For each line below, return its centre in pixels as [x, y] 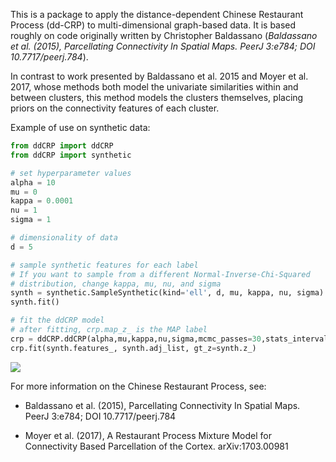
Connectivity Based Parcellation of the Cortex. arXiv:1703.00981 [156, 446]
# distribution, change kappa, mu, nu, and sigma [116, 284]
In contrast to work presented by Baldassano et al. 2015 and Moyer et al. [159, 76]
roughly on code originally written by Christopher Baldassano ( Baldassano [164, 35]
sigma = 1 [31, 220]
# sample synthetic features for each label [104, 265]
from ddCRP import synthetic [71, 155]
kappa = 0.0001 [42, 201]
